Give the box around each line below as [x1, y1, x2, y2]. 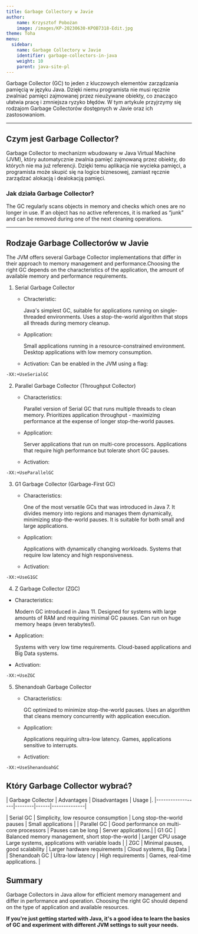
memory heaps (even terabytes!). [14, 620, 96, 627]
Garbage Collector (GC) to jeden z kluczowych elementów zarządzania [6, 80, 179, 87]
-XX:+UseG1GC [6, 575, 38, 580]
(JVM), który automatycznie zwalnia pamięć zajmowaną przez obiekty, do [6, 156, 186, 163]
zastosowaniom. [6, 111, 46, 118]
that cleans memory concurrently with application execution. [23, 712, 171, 719]
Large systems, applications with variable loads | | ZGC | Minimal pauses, [6, 839, 184, 847]
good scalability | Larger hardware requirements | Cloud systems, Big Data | [6, 846, 190, 853]
